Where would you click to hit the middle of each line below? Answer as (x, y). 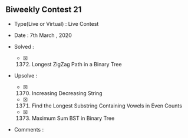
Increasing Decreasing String (67, 93)
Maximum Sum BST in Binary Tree (73, 118)
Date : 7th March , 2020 (43, 35)
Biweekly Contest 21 (44, 10)
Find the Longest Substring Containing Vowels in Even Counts (107, 106)
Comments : (29, 129)
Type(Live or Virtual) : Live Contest (56, 23)
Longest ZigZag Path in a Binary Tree (77, 64)
